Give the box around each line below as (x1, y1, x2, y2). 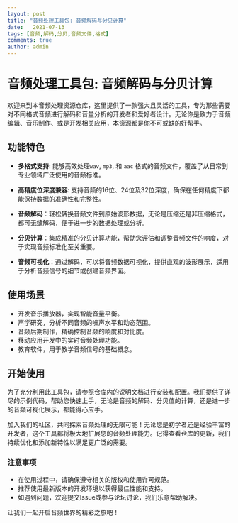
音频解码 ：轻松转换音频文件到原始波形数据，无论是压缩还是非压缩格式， (17, 209, 229, 218)
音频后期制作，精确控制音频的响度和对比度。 (17, 327, 149, 336)
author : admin (7, 43, 50, 50)
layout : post (7, 10, 46, 18)
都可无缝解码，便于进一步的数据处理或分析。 (17, 218, 149, 227)
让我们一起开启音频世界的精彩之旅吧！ (7, 508, 119, 517)
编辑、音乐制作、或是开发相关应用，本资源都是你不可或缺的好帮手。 (7, 119, 206, 127)
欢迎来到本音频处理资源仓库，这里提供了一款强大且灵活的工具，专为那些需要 (7, 101, 231, 109)
